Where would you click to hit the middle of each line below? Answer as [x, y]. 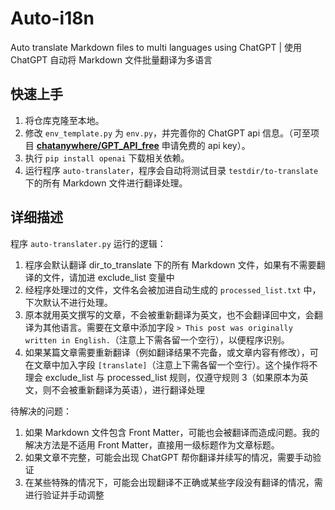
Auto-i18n [52, 18]
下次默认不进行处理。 [68, 302]
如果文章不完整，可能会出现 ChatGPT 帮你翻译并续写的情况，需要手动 [168, 457]
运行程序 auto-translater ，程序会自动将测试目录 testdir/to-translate [171, 170]
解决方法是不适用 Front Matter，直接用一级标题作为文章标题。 [152, 444]
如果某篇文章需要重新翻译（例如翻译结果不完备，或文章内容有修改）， [167, 352]
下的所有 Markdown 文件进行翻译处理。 [106, 183]
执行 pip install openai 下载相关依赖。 [107, 158]
